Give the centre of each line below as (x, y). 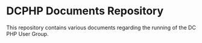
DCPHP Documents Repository (85, 11)
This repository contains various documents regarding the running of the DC (101, 27)
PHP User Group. (28, 33)
